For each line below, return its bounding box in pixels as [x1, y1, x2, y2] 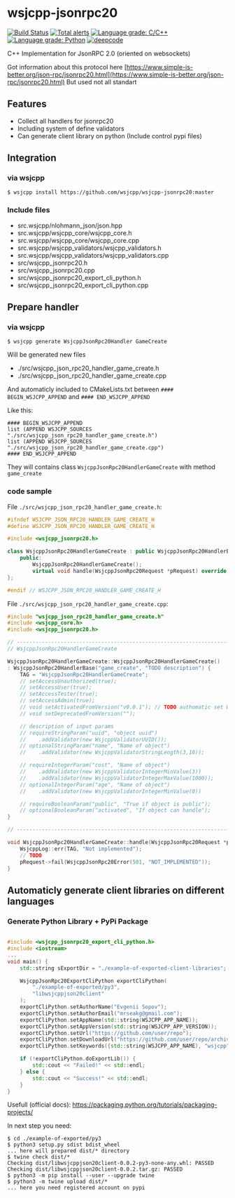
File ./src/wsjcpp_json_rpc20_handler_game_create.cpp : [7, 599, 169, 608]
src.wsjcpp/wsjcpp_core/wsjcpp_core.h [17, 228, 132, 237]
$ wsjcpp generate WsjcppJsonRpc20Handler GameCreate [7, 338, 168, 345]
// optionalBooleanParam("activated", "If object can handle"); [20, 807, 211, 814]
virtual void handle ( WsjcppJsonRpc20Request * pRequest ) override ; [32, 567, 230, 574]
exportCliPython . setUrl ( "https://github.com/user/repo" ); [20, 1029, 192, 1036]
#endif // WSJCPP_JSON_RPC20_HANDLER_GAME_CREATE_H [7, 586, 161, 594]
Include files [7, 205, 50, 215]
